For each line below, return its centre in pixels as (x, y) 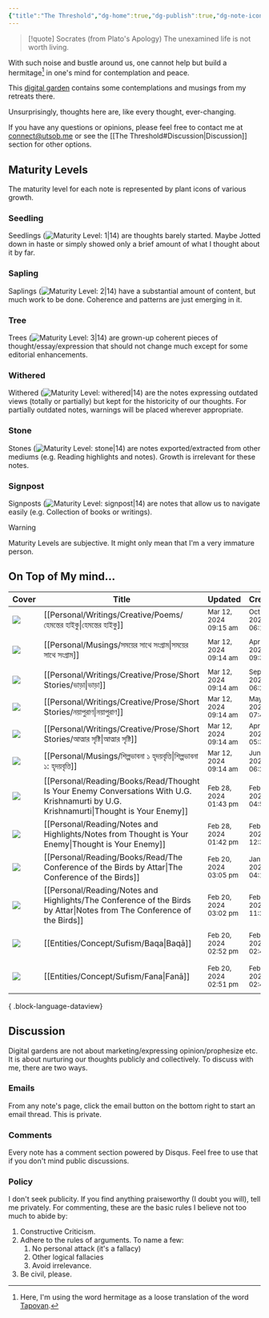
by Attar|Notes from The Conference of (118, 910)
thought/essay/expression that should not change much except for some (128, 346)
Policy (21, 1182)
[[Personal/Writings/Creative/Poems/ (113, 615)
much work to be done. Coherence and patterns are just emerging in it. (125, 299)
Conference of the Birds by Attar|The (113, 867)
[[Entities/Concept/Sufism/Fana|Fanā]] (117, 976)
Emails (22, 1088)
